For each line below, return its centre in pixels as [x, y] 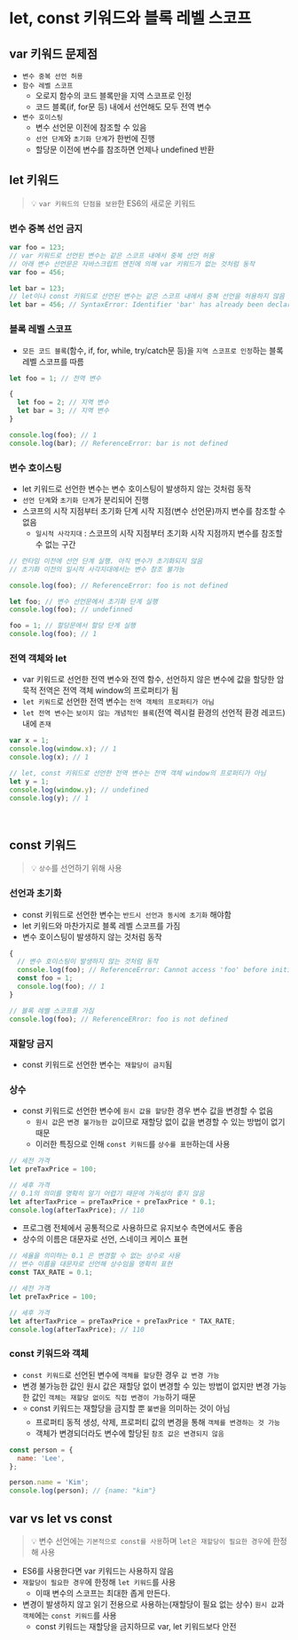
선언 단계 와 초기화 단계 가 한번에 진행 [95, 138]
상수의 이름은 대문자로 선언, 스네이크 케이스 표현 [105, 1239]
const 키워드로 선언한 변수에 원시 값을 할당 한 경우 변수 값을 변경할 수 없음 [148, 1111]
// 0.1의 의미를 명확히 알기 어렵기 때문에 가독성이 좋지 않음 [107, 1193]
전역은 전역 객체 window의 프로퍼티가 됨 [109, 690]
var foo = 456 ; [37, 272]
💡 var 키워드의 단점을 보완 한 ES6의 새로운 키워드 [113, 203]
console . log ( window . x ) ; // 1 [63, 749]
